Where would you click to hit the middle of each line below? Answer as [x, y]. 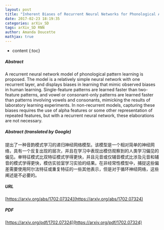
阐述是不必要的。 [22, 175]
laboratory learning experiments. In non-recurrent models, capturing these [80, 105]
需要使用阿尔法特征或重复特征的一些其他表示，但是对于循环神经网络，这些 [84, 169]
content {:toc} [26, 50]
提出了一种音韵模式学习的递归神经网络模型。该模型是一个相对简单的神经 [78, 145]
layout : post [18, 10]
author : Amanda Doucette [30, 32]
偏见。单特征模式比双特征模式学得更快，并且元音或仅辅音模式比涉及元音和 [80, 157]
